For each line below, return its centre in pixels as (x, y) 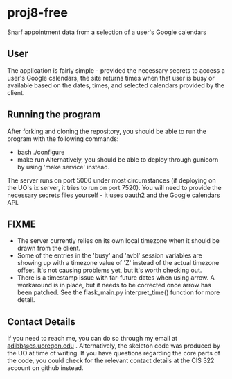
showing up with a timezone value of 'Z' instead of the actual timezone (118, 263)
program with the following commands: (63, 138)
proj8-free (37, 13)
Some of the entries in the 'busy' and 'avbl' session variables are (109, 255)
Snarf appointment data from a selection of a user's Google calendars (107, 32)
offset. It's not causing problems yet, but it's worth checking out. (109, 270)
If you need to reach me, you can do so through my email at (92, 339)
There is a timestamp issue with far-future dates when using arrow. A (116, 278)
